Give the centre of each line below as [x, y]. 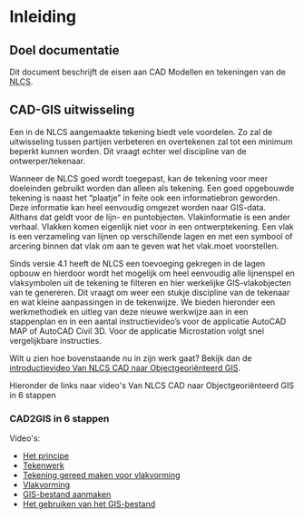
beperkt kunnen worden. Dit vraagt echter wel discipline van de [128, 151]
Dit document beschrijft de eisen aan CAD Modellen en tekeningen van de [147, 72]
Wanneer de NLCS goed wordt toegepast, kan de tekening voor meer [139, 178]
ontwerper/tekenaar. [48, 161]
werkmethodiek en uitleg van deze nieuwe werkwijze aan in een [129, 311]
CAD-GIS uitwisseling [72, 110]
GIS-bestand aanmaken [67, 494]
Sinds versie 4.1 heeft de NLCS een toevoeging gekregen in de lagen [137, 263]
